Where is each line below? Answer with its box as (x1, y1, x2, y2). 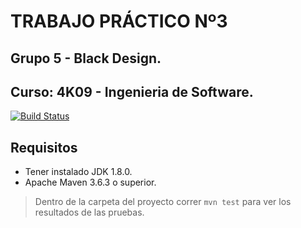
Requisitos (10, 139, 78, 156)
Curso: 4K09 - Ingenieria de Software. (10, 83, 254, 100)
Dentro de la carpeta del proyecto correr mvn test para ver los (34, 196, 292, 208)
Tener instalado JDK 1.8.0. (24, 166, 133, 178)
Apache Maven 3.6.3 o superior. (24, 176, 157, 189)
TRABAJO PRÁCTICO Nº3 (10, 10, 228, 33)
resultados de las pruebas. (34, 206, 145, 219)
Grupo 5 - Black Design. (10, 50, 162, 67)
